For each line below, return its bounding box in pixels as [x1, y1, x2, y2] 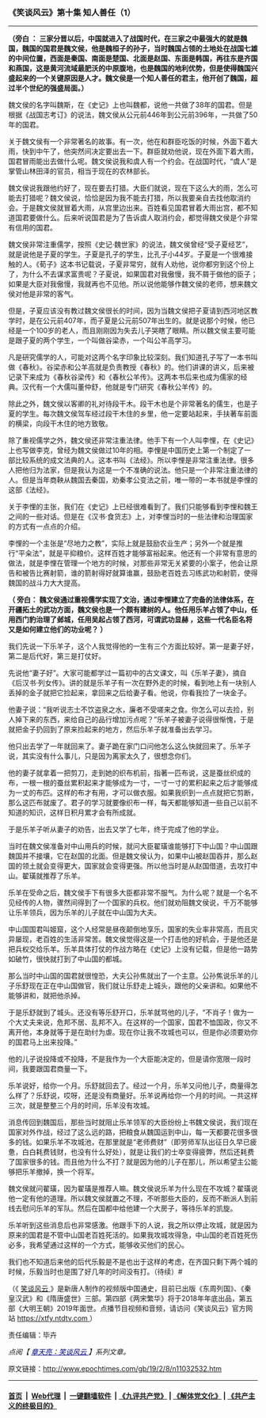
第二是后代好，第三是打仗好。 [8, 652, 105, 661]
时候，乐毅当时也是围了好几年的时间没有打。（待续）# [8, 1267, 183, 1276]
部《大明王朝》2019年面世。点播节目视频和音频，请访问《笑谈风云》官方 [8, 1304, 246, 1313]
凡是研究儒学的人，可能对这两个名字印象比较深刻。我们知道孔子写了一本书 [8, 352, 251, 362]
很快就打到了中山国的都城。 [35, 954, 127, 964]
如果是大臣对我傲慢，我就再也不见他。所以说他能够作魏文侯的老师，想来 [8, 279, 244, 289]
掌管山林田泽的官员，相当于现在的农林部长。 [8, 166, 154, 176]
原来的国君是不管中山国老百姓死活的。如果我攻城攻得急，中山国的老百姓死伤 [8, 1230, 258, 1240]
